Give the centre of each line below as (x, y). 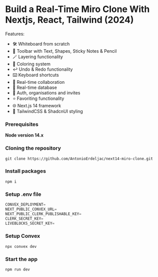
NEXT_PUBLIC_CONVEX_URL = (31, 209)
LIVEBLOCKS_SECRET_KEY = (30, 223)
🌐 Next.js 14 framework (37, 105)
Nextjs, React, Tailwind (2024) (69, 20)
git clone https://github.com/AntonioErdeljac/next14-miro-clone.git (79, 159)
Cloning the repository (33, 148)
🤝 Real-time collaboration (38, 82)
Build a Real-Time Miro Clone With (77, 9)
